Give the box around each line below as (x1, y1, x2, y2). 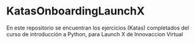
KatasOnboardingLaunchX (6, 4, 145, 18)
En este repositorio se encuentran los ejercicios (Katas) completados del (6, 24, 189, 31)
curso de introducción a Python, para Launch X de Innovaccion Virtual (6, 30, 183, 37)
